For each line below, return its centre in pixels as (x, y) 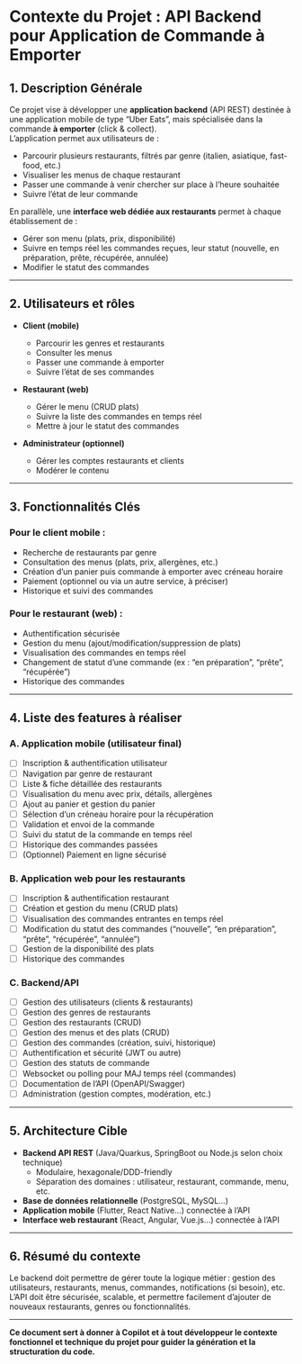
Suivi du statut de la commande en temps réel (107, 834)
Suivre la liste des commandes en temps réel (119, 416)
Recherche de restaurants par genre (89, 552)
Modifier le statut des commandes (86, 267)
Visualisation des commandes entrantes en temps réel (123, 918)
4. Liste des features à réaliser (96, 718)
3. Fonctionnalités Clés (75, 507)
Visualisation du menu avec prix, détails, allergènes (117, 793)
